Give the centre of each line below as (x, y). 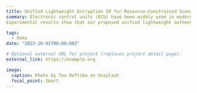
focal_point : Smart (35, 81)
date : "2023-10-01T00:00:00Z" (43, 44)
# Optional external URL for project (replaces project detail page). (94, 54)
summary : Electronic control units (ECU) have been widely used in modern (99, 17)
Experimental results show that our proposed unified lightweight (89, 22)
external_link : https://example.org (51, 59)
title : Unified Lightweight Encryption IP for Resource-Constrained (91, 11)
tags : (13, 33)
